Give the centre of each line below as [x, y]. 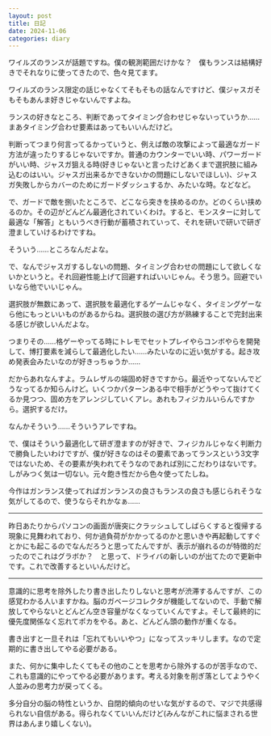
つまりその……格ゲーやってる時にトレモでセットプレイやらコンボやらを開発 [134, 341]
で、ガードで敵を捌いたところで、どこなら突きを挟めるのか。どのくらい [128, 202]
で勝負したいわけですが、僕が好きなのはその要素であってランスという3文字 [134, 454]
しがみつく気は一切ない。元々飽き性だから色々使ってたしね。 [111, 474]
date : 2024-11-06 [38, 31]
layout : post [30, 16]
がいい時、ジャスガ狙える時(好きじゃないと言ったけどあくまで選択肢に [126, 165]
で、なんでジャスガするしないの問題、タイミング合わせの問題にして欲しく [131, 267]
